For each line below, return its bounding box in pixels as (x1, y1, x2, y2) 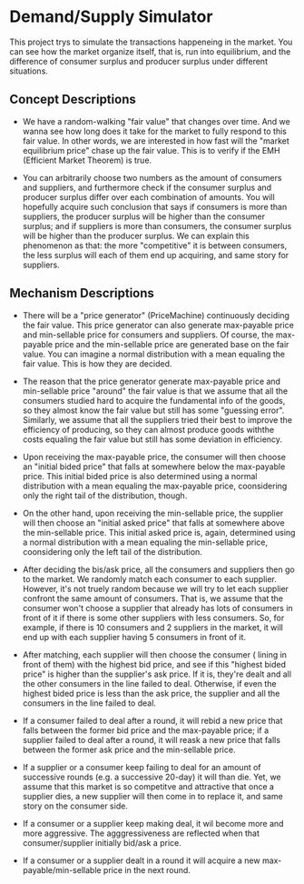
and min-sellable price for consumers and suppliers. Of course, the (22, 329, 274, 340)
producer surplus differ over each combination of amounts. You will (22, 191, 275, 202)
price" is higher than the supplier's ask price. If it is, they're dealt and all (22, 668, 292, 679)
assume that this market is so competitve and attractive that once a (22, 780, 275, 792)
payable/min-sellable (22, 864, 102, 875)
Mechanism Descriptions (9, 286, 154, 301)
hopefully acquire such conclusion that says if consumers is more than (22, 201, 288, 212)
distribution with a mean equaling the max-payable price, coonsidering (22, 480, 288, 491)
